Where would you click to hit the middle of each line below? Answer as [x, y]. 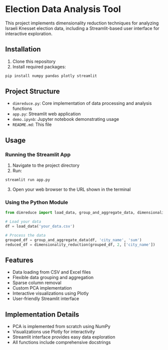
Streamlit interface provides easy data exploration [64, 337]
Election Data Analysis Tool [63, 9]
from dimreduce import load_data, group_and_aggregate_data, [70, 213]
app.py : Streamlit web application [46, 114]
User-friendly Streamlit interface [46, 299]
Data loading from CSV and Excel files [51, 272]
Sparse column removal [37, 283]
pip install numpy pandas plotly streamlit [51, 76]
